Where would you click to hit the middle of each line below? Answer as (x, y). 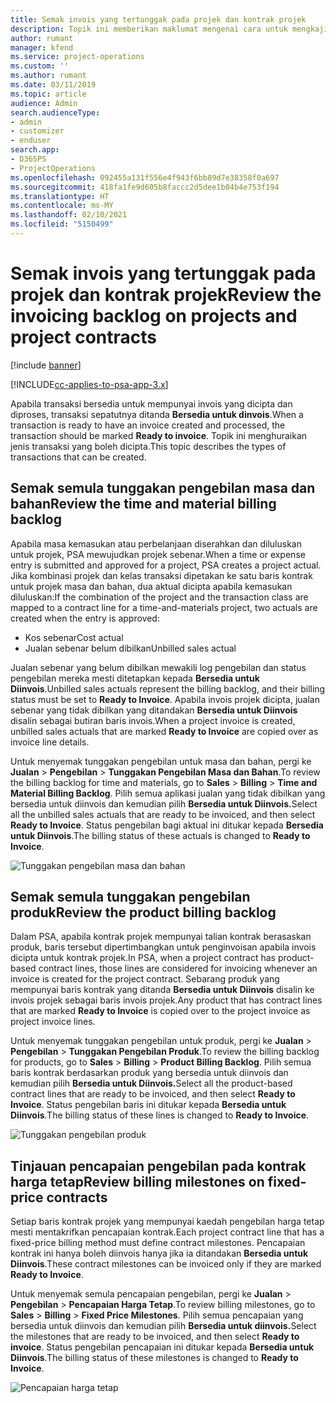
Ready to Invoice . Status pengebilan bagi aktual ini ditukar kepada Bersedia (167, 825)
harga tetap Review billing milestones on (137, 1181)
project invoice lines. (53, 1022)
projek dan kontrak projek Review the (166, 295)
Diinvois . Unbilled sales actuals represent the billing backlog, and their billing (168, 688)
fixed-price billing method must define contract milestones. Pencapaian (158, 1243)
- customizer (37, 131)
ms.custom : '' (40, 66)
